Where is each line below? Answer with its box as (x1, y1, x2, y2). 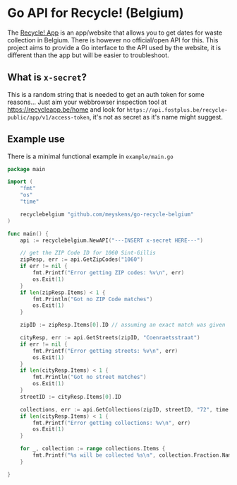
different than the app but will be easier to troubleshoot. (7, 51, 169, 59)
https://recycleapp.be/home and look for (7, 105, 126, 114)
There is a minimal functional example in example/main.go (7, 152, 174, 160)
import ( (7, 178, 33, 185)
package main (7, 165, 46, 173)
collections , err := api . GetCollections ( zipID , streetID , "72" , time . (20, 406, 232, 413)
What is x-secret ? (7, 71, 87, 83)
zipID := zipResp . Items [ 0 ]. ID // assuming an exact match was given (20, 322, 226, 329)
